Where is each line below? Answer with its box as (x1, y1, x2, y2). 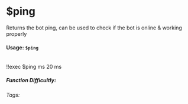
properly (6, 30, 27, 37)
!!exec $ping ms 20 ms (6, 63, 62, 71)
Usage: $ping (6, 43, 39, 51)
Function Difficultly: (6, 76, 56, 83)
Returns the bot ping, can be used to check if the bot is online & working (6, 24, 182, 31)
